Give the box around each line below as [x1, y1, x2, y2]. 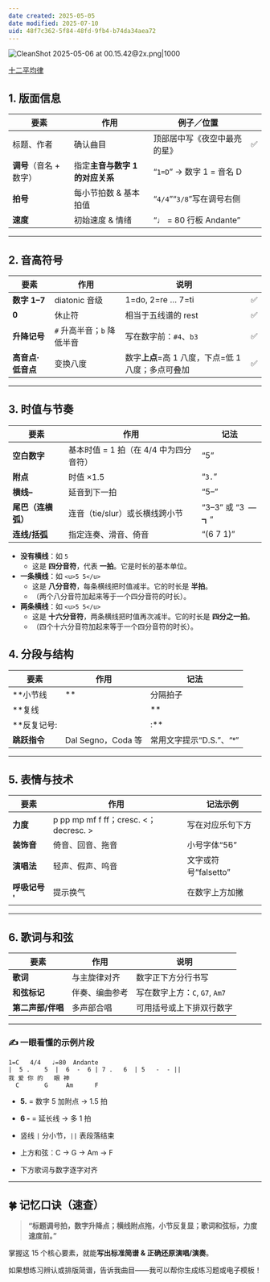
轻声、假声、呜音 [52, 860, 118, 872]
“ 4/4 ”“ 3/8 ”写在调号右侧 [153, 194, 241, 205]
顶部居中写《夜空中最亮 [153, 133, 243, 144]
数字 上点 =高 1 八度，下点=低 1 [125, 352, 241, 363]
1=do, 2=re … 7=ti [125, 294, 194, 305]
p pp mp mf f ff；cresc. [52, 814, 141, 826]
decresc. [52, 825, 87, 836]
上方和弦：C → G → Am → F [19, 1147, 114, 1157]
